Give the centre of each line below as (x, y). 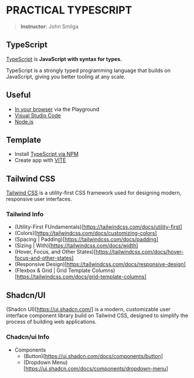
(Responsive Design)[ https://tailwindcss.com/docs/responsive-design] (100, 264)
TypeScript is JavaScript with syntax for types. (64, 59)
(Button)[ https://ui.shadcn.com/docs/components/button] (93, 356)
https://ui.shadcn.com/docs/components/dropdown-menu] (97, 368)
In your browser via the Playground (57, 109)
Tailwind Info (25, 214)
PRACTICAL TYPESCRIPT (69, 10)
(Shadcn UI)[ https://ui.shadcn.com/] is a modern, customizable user (89, 309)
